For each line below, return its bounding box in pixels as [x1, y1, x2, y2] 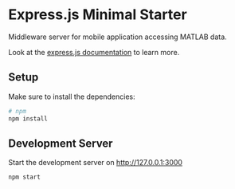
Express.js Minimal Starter [8, 6, 187, 24]
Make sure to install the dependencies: [8, 92, 135, 101]
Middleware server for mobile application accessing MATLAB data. [8, 32, 227, 41]
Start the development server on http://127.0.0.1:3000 [8, 158, 183, 167]
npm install [8, 114, 48, 123]
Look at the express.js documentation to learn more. [8, 47, 180, 57]
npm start [8, 173, 41, 181]
